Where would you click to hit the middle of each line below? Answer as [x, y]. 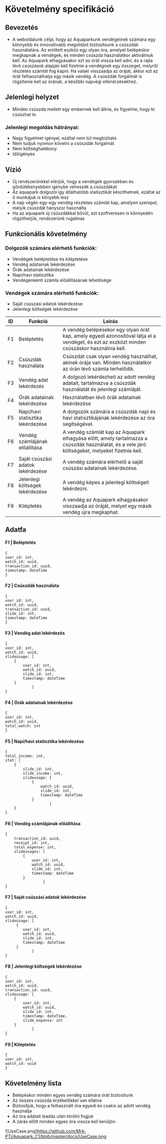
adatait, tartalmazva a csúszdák [99, 383]
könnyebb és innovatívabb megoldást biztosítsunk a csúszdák [75, 45]
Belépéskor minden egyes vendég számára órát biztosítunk [73, 1095]
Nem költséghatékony [35, 149]
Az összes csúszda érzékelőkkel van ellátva [57, 1100]
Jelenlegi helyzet [32, 97]
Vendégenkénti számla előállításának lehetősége [62, 280]
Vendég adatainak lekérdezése [44, 264]
